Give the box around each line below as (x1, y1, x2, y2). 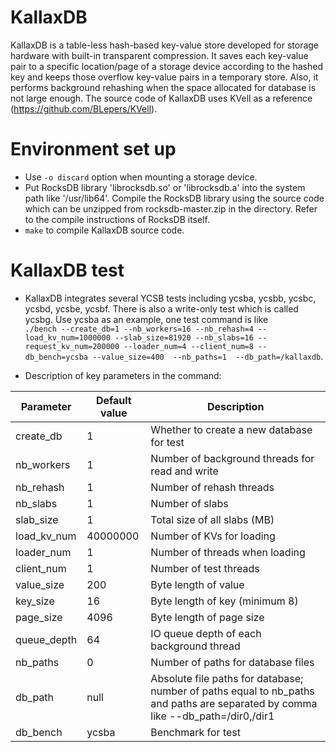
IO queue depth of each (150, 626, 262, 640)
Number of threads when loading (150, 545, 306, 559)
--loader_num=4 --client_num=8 (123, 341, 254, 351)
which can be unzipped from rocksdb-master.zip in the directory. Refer (24, 202, 318, 215)
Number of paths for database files (150, 655, 315, 669)
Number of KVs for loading (150, 529, 276, 543)
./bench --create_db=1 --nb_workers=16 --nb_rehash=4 (24, 324, 254, 334)
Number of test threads (150, 561, 260, 575)
